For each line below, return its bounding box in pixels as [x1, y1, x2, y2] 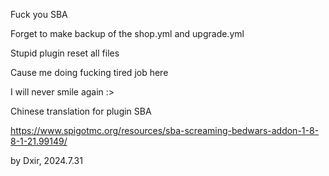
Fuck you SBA [10, 9, 68, 20]
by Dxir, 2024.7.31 [10, 155, 83, 166]
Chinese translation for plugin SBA [10, 105, 152, 117]
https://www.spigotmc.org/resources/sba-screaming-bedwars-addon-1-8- [10, 125, 320, 136]
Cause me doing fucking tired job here [10, 67, 169, 78]
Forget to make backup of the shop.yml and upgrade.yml [10, 28, 245, 39]
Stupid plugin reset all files [10, 47, 120, 59]
